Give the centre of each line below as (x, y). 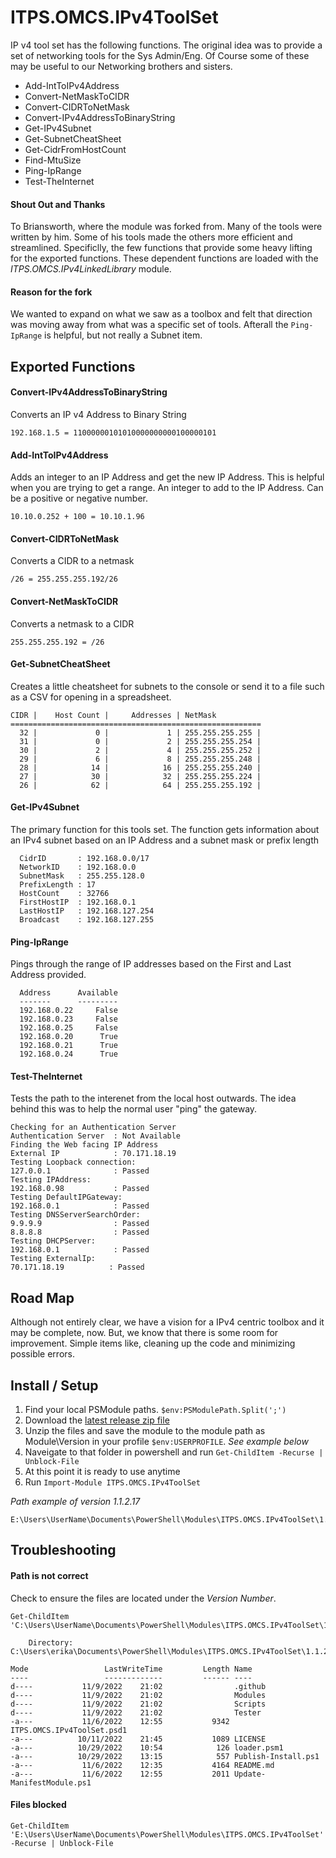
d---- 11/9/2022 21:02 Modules (138, 1695)
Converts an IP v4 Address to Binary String (98, 414)
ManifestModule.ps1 (51, 1782)
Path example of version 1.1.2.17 (75, 1501)
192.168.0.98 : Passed (80, 1189)
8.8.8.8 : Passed (80, 1232)
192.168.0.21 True (68, 1046)
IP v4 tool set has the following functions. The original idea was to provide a (166, 45)
